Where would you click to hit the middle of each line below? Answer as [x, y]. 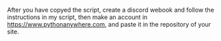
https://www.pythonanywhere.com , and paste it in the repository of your [109, 24]
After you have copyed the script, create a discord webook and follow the [110, 10]
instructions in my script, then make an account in [77, 17]
